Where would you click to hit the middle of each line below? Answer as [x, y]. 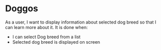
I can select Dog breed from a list [46, 37]
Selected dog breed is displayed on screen [56, 42]
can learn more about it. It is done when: [46, 27]
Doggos [22, 9]
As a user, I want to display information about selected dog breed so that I [81, 22]
